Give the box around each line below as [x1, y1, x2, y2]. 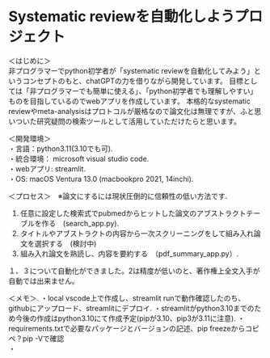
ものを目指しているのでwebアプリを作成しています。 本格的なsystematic [8, 96, 251, 106]
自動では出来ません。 [8, 276, 79, 285]
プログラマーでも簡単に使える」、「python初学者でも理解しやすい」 [36, 86, 258, 95]
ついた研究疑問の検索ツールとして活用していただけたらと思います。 [15, 116, 241, 126]
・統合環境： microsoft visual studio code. [8, 154, 150, 163]
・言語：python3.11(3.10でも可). [8, 143, 113, 154]
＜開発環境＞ [8, 133, 51, 143]
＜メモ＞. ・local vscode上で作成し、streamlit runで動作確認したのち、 [8, 293, 246, 303]
